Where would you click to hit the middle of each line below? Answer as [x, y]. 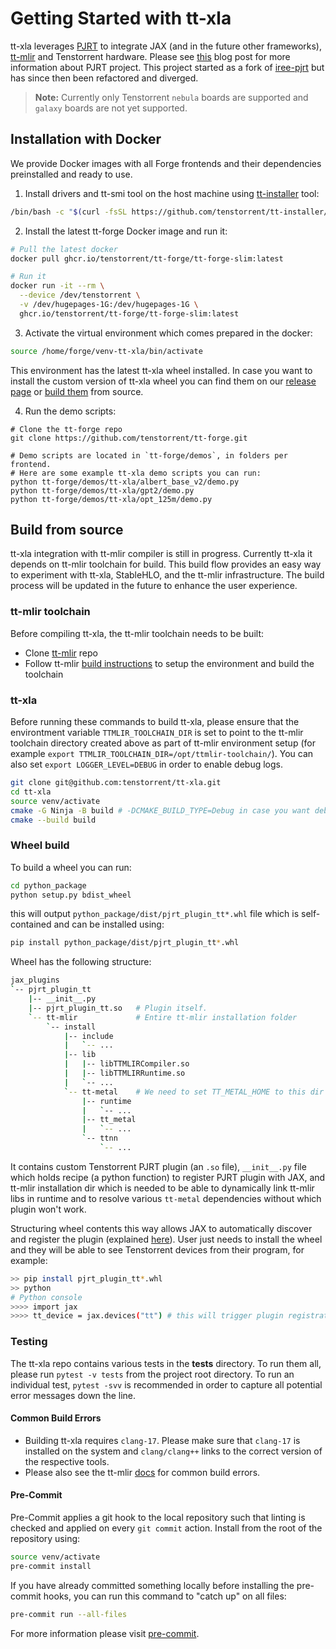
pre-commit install [51, 1566]
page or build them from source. [77, 391]
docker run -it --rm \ [57, 286]
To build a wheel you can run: [71, 867]
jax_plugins [35, 980]
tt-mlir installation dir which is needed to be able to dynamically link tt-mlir [162, 1188]
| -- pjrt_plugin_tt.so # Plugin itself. [118, 1008]
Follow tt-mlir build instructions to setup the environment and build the [169, 663]
